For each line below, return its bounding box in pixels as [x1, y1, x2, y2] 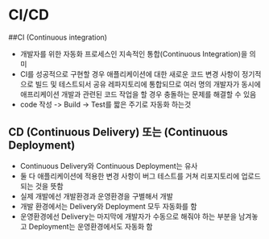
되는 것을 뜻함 [19, 181, 64, 191]
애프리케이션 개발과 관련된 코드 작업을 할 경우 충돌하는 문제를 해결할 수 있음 [19, 89, 257, 99]
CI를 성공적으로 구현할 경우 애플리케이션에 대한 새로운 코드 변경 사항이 [19, 69, 240, 78]
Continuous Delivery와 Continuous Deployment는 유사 [19, 161, 198, 170]
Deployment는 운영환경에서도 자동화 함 [28, 221, 153, 231]
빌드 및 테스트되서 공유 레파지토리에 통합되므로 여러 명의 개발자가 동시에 [35, 79, 262, 89]
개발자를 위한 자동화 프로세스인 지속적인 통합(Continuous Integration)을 [19, 48, 248, 58]
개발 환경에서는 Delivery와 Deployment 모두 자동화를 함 [19, 201, 197, 211]
